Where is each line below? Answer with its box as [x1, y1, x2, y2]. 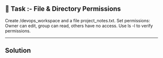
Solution [5, 46, 31, 55]
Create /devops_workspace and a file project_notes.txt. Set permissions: [5, 17, 150, 23]
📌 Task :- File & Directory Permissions [5, 5, 121, 13]
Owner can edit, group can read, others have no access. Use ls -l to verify [5, 23, 153, 29]
